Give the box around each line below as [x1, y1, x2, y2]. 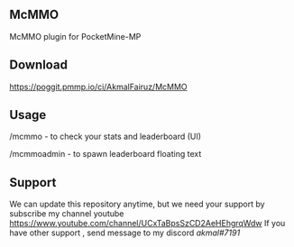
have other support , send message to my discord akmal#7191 [9, 227, 241, 238]
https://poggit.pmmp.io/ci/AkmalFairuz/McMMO [9, 81, 188, 92]
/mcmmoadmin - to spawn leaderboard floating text [9, 149, 202, 160]
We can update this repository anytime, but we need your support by [9, 198, 265, 210]
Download [9, 58, 68, 73]
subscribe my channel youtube [9, 208, 124, 219]
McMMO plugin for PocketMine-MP [9, 31, 142, 41]
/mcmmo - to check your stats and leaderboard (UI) [9, 131, 201, 142]
